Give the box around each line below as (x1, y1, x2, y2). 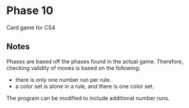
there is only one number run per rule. (15, 76, 112, 83)
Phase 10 (6, 4, 53, 18)
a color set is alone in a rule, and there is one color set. (15, 82, 155, 90)
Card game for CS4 (6, 24, 56, 31)
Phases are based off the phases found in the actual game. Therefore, (6, 57, 183, 65)
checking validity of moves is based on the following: (6, 64, 141, 71)
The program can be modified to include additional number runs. (6, 94, 170, 101)
